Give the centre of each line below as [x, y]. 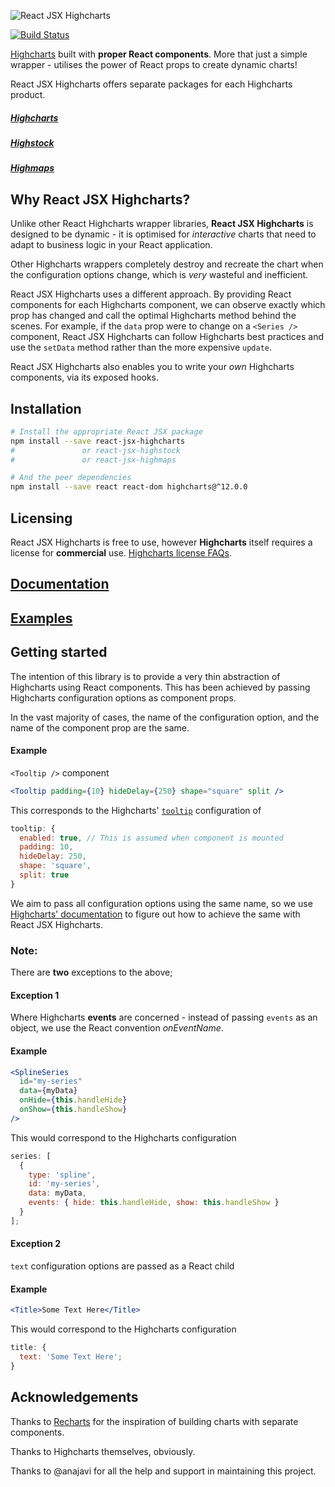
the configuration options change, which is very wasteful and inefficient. [159, 275]
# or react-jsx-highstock [96, 450]
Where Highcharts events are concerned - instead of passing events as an [164, 1017]
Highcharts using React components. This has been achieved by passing [160, 687]
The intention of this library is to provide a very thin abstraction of [145, 676]
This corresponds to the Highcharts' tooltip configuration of [136, 810]
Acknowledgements [74, 1397]
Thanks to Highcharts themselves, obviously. [103, 1451]
